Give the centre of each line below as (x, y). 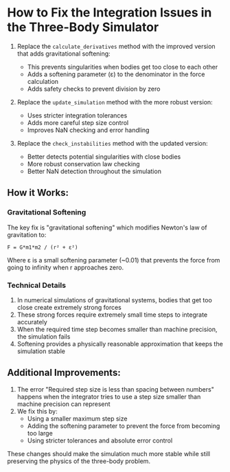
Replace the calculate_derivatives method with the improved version (116, 46)
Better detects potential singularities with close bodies (104, 157)
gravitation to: (27, 234)
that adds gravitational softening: (64, 54)
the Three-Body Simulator (83, 27)
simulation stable (41, 351)
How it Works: (38, 193)
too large (40, 433)
